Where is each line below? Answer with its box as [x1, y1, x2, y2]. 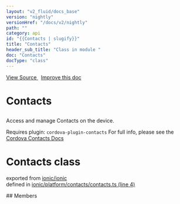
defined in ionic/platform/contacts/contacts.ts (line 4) [6, 181, 135, 188]
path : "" [6, 25, 28, 31]
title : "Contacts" [6, 42, 51, 47]
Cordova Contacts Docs [6, 134, 64, 141]
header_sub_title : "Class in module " [6, 47, 101, 53]
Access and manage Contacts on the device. [6, 117, 114, 124]
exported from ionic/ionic [6, 174, 67, 182]
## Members [6, 192, 38, 199]
